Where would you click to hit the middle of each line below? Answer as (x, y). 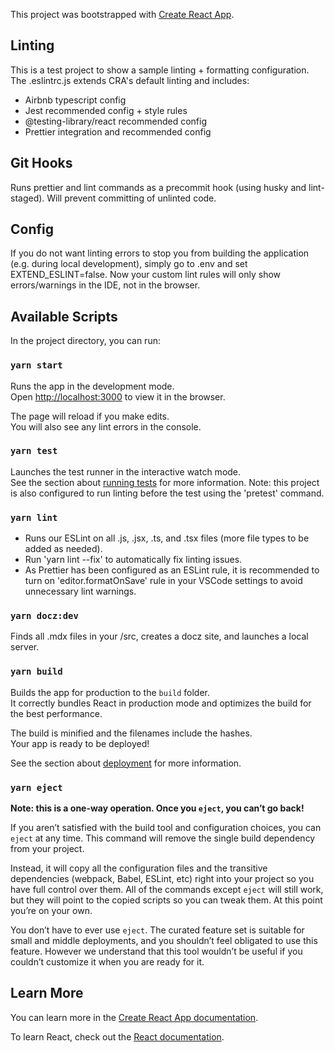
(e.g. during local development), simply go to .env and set (129, 264)
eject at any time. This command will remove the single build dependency (163, 838)
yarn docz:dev (44, 616)
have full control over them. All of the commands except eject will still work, (167, 890)
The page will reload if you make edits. (90, 416)
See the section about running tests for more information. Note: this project (165, 482)
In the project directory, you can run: (85, 341)
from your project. (47, 849)
